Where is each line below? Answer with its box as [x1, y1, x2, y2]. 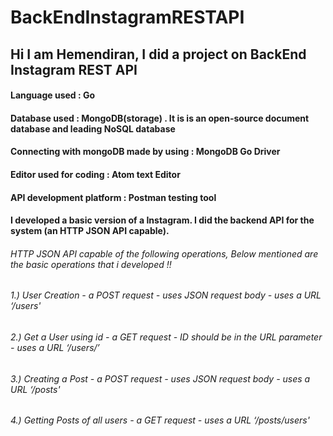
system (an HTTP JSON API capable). [10, 225, 170, 237]
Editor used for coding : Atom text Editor [10, 168, 181, 180]
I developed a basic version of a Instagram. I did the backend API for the [10, 214, 315, 226]
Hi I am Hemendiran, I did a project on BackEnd [10, 46, 307, 63]
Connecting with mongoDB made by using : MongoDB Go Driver [10, 146, 281, 158]
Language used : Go [10, 89, 96, 101]
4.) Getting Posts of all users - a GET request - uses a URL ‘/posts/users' [10, 414, 310, 426]
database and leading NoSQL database [10, 122, 176, 135]
